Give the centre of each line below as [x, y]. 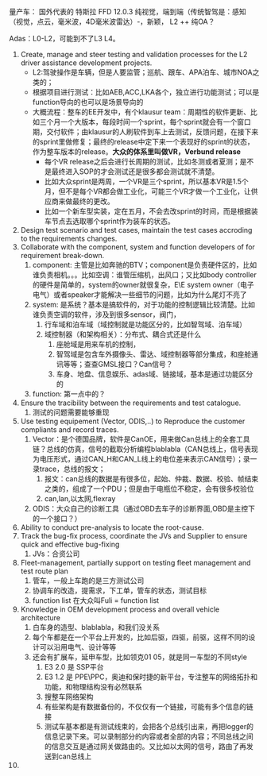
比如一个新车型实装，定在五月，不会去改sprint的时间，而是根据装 [151, 211]
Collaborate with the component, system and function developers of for [137, 247]
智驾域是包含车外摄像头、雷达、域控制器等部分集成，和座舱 [154, 354]
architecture [41, 618]
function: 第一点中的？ [69, 394]
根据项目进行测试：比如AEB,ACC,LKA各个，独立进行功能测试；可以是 [146, 92]
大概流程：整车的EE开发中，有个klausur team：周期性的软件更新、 [141, 112]
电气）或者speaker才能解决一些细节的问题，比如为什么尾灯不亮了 [139, 295]
